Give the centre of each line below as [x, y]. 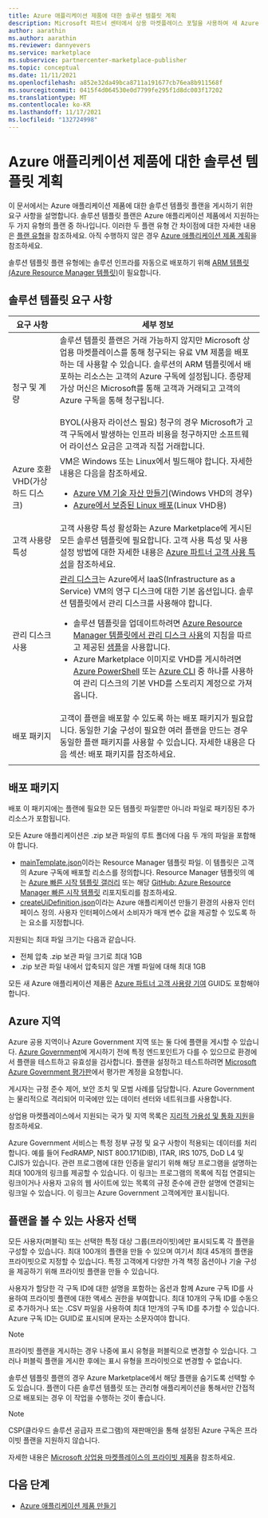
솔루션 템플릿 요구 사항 [61, 300]
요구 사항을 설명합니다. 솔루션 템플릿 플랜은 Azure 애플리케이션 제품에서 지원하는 [134, 215]
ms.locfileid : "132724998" [53, 120]
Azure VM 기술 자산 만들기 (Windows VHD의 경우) [163, 493]
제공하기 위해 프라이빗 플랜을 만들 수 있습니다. [88, 1272]
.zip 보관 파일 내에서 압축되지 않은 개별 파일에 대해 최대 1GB [112, 967]
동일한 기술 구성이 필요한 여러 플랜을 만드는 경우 [164, 730]
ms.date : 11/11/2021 [43, 75]
